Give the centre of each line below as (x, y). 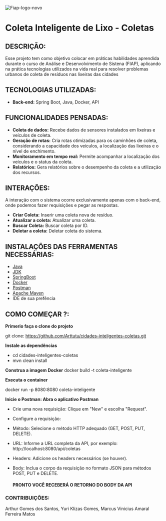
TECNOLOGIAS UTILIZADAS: (51, 90)
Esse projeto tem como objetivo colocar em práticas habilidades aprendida (82, 58)
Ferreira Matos (20, 514)
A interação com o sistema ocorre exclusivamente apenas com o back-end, (83, 200)
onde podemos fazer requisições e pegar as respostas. (62, 205)
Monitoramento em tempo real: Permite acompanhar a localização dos (86, 156)
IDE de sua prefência (34, 298)
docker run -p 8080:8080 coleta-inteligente (50, 389)
